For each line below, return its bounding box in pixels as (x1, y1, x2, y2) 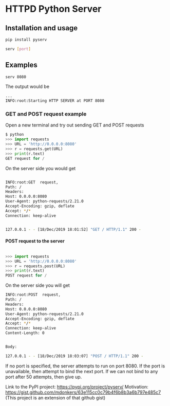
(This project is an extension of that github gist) (5, 394, 106, 401)
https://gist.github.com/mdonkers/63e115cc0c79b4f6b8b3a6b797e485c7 (5, 389, 161, 395)
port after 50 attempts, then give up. (5, 374, 82, 380)
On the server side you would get (5, 165, 76, 171)
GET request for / (5, 156, 45, 161)
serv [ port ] (5, 46, 31, 51)
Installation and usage (5, 24, 78, 32)
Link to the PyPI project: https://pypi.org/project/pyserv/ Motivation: (5, 383, 149, 390)
